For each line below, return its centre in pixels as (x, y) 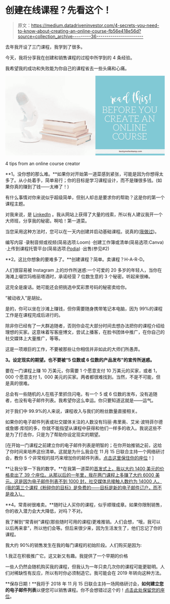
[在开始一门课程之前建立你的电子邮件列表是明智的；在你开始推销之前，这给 (84, 445)
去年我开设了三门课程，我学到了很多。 (45, 47)
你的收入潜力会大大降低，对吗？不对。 (45, 511)
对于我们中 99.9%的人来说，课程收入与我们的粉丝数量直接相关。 (73, 411)
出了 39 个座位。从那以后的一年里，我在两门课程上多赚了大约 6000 (84, 475)
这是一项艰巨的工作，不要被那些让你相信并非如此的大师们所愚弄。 (74, 349)
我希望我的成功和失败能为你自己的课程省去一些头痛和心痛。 (67, 68)
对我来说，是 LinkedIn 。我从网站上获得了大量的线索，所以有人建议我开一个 (84, 214)
